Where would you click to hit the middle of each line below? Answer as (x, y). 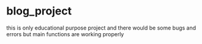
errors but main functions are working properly (65, 34)
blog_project (39, 11)
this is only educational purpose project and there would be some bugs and (101, 28)
